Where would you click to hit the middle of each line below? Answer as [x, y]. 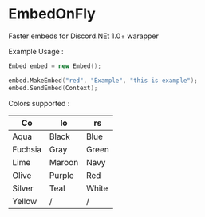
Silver [23, 188]
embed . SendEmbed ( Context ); [53, 88]
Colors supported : [39, 103]
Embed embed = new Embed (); [55, 66]
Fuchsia [27, 149]
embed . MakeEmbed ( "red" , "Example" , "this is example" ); [103, 81]
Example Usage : [36, 51]
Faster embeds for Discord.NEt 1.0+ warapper [84, 36]
